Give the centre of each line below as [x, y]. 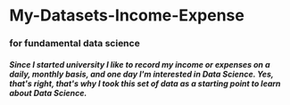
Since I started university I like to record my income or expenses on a [140, 64]
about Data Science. [48, 93]
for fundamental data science [75, 44]
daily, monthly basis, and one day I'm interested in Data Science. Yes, [141, 74]
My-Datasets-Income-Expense [127, 16]
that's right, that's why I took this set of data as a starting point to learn [145, 83]
